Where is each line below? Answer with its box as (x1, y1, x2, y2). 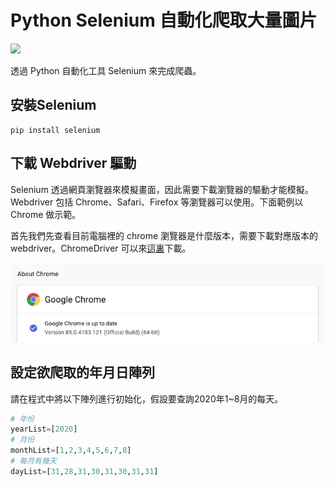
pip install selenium (10, 125, 101, 135)
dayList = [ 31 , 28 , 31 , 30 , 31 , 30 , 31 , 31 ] (10, 466, 159, 476)
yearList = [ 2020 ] (10, 424, 78, 435)
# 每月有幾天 (10, 456, 57, 466)
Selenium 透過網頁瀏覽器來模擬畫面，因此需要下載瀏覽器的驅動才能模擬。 (10, 183, 314, 195)
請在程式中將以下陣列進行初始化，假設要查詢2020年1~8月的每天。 (10, 392, 284, 405)
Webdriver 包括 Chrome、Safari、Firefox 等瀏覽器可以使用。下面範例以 (10, 196, 304, 208)
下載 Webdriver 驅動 (10, 155, 137, 172)
